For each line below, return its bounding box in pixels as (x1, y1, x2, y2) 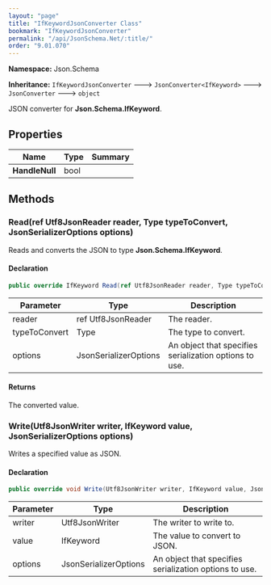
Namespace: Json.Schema (8, 64, 99, 74)
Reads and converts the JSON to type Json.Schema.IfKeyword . (8, 245, 223, 255)
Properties (8, 127, 63, 141)
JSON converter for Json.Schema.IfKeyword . (8, 104, 163, 114)
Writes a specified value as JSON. (8, 449, 122, 459)
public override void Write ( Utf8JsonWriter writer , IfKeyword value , (8, 486, 248, 494)
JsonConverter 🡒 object (8, 88, 101, 98)
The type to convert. (168, 326, 245, 338)
